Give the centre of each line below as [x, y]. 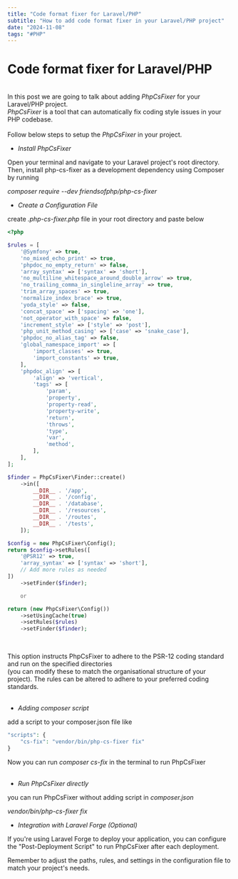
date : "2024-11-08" [36, 27]
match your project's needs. [49, 868]
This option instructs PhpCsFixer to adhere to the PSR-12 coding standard [116, 656]
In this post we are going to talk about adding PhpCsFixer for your [104, 96]
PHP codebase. [30, 119]
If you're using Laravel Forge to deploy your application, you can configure [117, 839]
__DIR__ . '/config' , [65, 497]
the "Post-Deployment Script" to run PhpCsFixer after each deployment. [113, 846]
